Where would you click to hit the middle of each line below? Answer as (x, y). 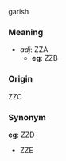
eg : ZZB (45, 58)
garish (19, 12)
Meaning (26, 32)
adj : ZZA (34, 50)
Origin (21, 79)
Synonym (27, 117)
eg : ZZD (21, 135)
